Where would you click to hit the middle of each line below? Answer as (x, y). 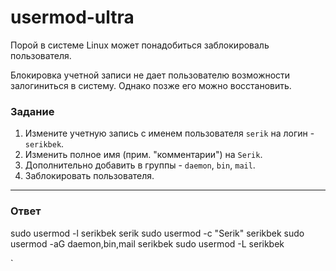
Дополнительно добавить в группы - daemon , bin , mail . (140, 165)
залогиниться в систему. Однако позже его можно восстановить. (151, 85)
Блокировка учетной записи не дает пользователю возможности (150, 75)
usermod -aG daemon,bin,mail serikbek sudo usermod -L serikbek (147, 243)
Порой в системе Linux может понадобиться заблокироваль (140, 45)
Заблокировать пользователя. (89, 176)
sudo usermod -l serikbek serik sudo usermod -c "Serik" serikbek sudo (157, 233)
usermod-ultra (72, 17)
